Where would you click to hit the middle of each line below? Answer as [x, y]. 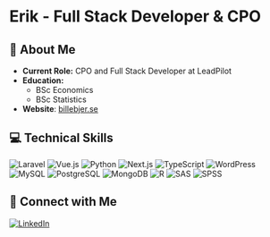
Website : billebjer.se [60, 109]
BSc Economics [64, 90]
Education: [43, 80]
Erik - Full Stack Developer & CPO [135, 17]
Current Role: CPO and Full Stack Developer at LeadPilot [127, 71]
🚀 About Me [42, 50]
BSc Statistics [61, 99]
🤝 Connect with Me [63, 202]
